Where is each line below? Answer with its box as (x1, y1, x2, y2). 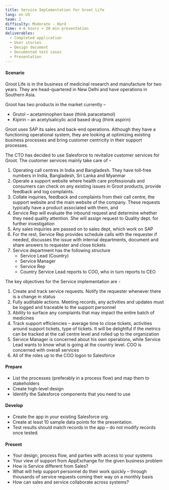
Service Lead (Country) (20, 253, 69, 259)
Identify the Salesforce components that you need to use (12, 391, 131, 397)
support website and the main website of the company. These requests (12, 199, 160, 205)
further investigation (12, 220, 55, 226)
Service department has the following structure (12, 247, 111, 253)
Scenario (5, 69, 25, 75)
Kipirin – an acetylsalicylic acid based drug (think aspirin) (12, 116, 131, 122)
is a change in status (12, 293, 56, 299)
